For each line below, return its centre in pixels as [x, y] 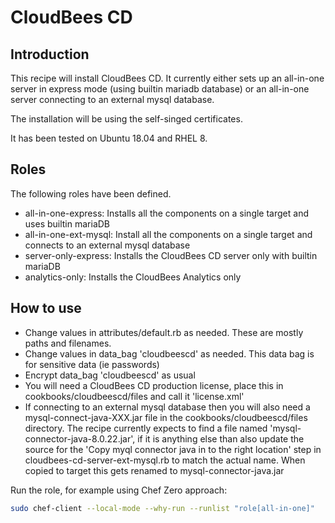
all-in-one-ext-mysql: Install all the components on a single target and [168, 234]
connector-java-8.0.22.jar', [80, 438]
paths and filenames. [68, 343]
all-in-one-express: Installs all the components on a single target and [166, 213]
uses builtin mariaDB [67, 223]
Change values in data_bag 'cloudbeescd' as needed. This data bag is [169, 353]
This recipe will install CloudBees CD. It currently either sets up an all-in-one [167, 78]
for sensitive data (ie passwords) [92, 364]
